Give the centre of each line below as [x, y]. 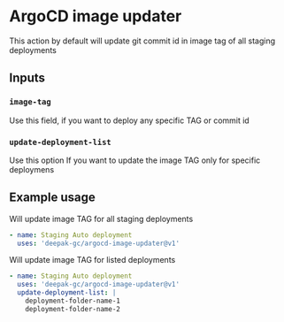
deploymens [32, 169]
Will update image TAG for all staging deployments [101, 218]
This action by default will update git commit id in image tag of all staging [142, 41]
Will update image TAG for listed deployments [92, 260]
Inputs [27, 78]
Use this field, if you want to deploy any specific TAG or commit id [129, 120]
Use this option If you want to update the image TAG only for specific [135, 160]
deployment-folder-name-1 [73, 301]
